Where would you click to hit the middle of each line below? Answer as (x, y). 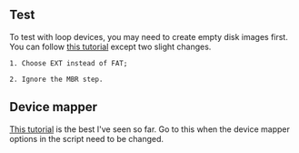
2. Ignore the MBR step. (56, 79)
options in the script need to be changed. (87, 138)
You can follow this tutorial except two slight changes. (110, 46)
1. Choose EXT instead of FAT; (69, 63)
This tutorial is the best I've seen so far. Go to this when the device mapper (150, 129)
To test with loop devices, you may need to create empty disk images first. (149, 36)
